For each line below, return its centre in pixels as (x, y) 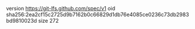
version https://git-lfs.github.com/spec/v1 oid (61, 8)
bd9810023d (21, 21)
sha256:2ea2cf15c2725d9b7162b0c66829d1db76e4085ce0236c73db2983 (97, 14)
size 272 (48, 21)
